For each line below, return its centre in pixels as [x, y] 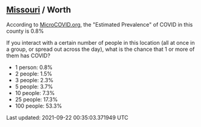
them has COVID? [28, 55]
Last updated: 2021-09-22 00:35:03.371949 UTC [68, 117]
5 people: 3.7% [34, 86]
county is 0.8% [25, 31]
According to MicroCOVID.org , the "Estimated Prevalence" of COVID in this [100, 24]
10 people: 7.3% [35, 93]
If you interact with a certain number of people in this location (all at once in [100, 42]
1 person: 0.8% [34, 67]
